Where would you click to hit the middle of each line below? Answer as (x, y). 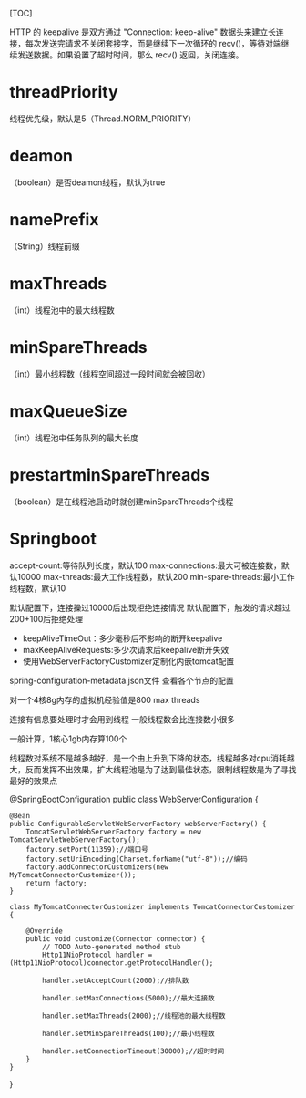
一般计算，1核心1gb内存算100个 (68, 739)
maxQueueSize (68, 411)
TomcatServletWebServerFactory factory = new (114, 832)
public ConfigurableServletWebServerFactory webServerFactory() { (138, 823)
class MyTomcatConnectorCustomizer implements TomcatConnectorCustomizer (153, 906)
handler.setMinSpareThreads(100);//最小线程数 (129, 1033)
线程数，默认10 (38, 588)
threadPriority (64, 93)
